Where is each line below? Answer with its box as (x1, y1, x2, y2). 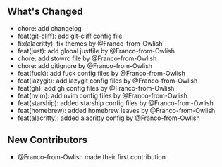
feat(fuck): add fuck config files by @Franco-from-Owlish (17, 69, 185, 77)
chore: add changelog (17, 24, 82, 32)
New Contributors (7, 134, 88, 146)
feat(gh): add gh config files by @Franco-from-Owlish (17, 83, 175, 92)
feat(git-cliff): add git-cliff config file (17, 32, 123, 40)
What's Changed (7, 6, 83, 18)
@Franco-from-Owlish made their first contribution (17, 152, 166, 161)
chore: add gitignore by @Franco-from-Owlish (17, 61, 153, 69)
